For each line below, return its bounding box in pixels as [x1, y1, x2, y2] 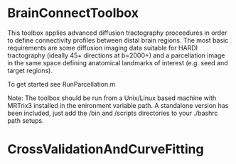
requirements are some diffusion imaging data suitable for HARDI [7, 43, 198, 52]
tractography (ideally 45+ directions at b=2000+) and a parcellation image [7, 51, 225, 60]
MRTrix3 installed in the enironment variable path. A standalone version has [7, 101, 229, 109]
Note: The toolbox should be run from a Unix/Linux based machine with [7, 94, 217, 102]
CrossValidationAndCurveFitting [7, 141, 204, 158]
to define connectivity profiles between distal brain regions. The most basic [7, 35, 229, 44]
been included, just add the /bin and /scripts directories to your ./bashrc [7, 109, 218, 117]
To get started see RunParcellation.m [7, 80, 116, 88]
